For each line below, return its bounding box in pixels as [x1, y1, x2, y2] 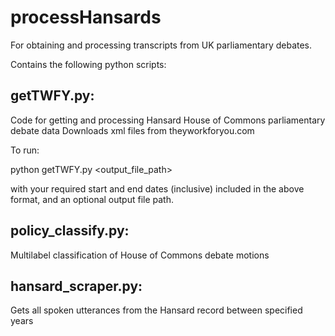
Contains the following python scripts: [10, 58, 167, 70]
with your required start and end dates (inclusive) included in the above [10, 182, 305, 195]
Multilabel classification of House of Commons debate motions [10, 249, 270, 261]
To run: [10, 144, 40, 156]
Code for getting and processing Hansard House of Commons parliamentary [10, 114, 326, 126]
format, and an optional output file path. [10, 193, 174, 205]
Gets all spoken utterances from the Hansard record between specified [10, 304, 303, 316]
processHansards [10, 6, 162, 29]
